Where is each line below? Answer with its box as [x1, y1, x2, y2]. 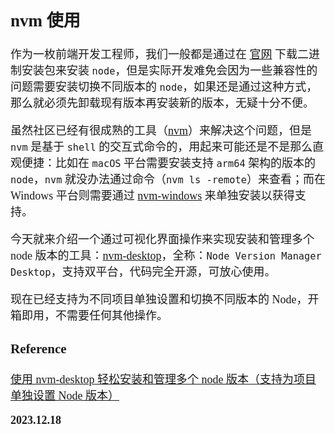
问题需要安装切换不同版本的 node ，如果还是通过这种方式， [10, 80, 318, 94]
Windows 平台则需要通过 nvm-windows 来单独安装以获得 [10, 189, 295, 203]
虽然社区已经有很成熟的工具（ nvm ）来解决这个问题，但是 [10, 124, 313, 138]
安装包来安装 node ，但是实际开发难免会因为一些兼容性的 [21, 64, 318, 78]
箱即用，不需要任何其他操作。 [10, 309, 168, 323]
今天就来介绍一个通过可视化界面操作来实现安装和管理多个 [10, 233, 315, 247]
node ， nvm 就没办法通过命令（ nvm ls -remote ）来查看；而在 [10, 173, 326, 187]
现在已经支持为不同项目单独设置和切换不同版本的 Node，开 [10, 293, 320, 307]
